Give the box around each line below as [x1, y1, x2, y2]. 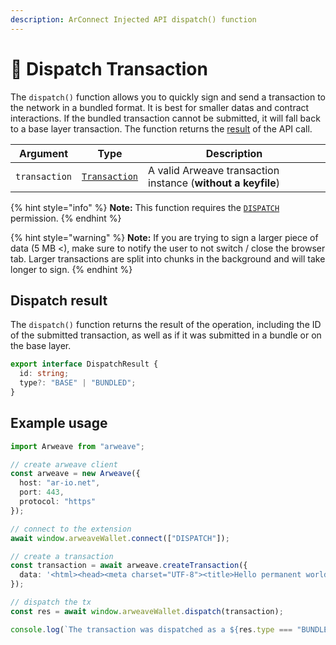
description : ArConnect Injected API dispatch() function [10, 14, 257, 25]
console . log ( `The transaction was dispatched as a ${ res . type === [10, 624, 293, 635]
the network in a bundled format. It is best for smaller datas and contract [10, 101, 310, 113]
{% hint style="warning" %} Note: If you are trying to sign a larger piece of [10, 231, 319, 243]
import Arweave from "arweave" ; [10, 441, 145, 451]
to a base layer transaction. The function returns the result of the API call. [10, 122, 313, 135]
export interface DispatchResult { [10, 359, 159, 370]
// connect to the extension [10, 524, 132, 534]
